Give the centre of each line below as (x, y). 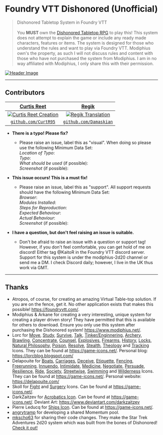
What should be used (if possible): (54, 163)
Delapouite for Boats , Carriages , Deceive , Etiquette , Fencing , (73, 361)
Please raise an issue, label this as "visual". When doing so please (85, 142)
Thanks (17, 287)
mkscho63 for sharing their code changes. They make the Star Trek (80, 417)
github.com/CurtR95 (33, 122)
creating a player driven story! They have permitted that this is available (83, 319)
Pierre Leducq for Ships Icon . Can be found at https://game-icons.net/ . (83, 407)
